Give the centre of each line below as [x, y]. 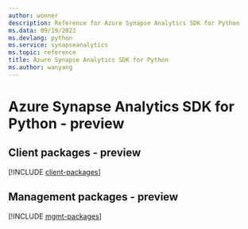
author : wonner [33, 16]
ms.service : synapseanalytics [58, 45]
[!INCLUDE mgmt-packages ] [55, 216]
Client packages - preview [75, 153]
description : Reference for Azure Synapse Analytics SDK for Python [124, 23]
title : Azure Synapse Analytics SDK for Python [89, 60]
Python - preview [66, 123]
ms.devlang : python [41, 38]
